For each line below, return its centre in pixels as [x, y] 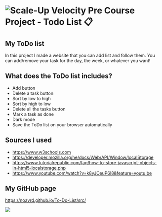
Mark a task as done [33, 114]
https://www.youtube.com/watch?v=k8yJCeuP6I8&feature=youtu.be [82, 173]
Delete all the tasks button [39, 109]
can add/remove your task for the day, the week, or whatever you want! [78, 61]
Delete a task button [33, 93]
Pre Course [111, 11]
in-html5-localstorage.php [39, 168]
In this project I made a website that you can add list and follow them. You [80, 55]
